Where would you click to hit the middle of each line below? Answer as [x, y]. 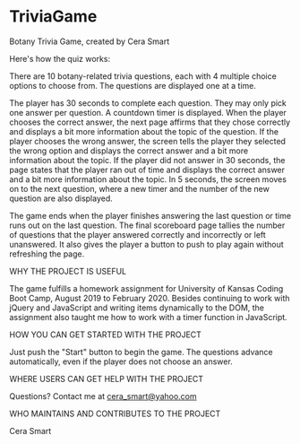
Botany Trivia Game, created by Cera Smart [90, 41]
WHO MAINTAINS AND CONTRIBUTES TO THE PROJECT [115, 414]
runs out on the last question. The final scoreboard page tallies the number [147, 225]
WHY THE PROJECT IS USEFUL [68, 271]
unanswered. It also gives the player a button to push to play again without [146, 244]
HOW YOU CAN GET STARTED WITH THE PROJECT [105, 335]
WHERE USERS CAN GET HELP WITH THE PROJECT [107, 379]
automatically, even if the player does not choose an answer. [121, 361]
